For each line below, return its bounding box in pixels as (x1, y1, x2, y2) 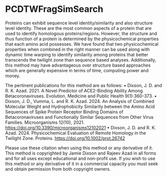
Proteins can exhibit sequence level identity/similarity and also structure (5, 20, 153, 26)
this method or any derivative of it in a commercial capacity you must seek (5, 161, 159, 167)
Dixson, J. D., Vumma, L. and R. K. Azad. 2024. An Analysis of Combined (5, 98, 155, 104)
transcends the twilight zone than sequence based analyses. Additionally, (5, 57, 157, 63)
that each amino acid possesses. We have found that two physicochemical (5, 41, 159, 47)
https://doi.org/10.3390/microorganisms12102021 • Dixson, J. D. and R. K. (5, 124, 156, 130)
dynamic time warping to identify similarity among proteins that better (5, 51, 149, 58)
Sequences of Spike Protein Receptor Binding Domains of (5, 108, 124, 115)
